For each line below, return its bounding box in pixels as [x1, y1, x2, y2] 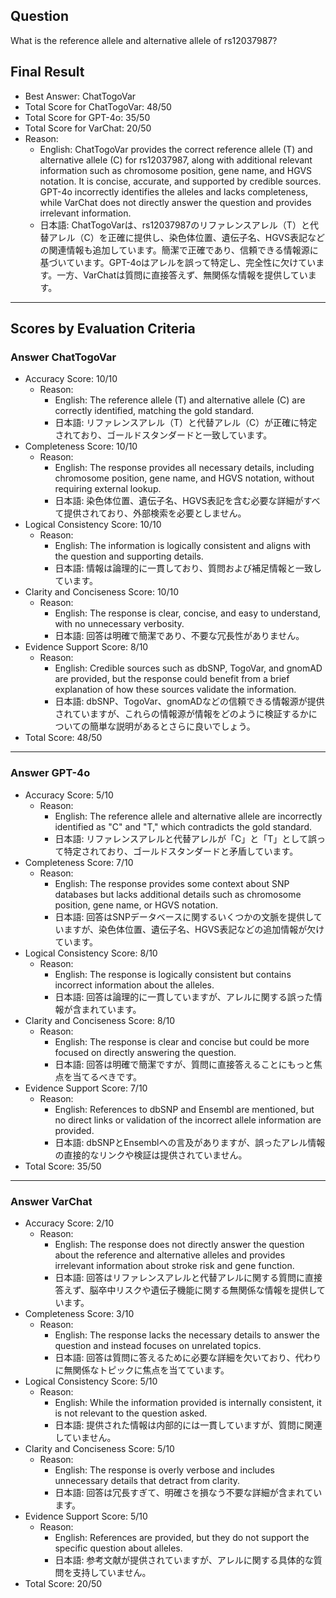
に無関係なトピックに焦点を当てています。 [54, 1364, 230, 1376]
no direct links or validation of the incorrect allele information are [54, 1114, 322, 1126]
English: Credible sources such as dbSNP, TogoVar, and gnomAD [54, 662, 323, 674]
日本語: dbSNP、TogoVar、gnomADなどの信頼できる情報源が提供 [54, 695, 325, 708]
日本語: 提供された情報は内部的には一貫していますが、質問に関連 [54, 1419, 323, 1431]
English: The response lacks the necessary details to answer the [54, 1329, 320, 1341]
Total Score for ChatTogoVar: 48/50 [24, 100, 172, 113]
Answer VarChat [10, 1194, 93, 1208]
